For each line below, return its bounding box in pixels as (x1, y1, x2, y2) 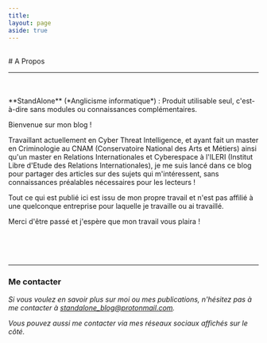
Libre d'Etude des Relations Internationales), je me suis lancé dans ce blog (8, 160, 252, 171)
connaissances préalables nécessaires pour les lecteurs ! (8, 178, 196, 187)
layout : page (8, 19, 52, 27)
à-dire (8, 105, 29, 114)
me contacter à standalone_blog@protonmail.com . (8, 303, 176, 312)
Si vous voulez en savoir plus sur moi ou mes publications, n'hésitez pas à (8, 295, 252, 304)
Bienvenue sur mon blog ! (8, 120, 92, 129)
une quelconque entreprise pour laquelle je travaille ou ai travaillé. (8, 202, 224, 211)
